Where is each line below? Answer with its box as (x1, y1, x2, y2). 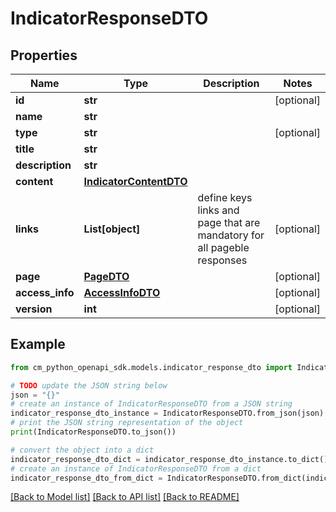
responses (197, 253, 248, 267)
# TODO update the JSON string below (10, 380, 168, 391)
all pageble (197, 241, 250, 254)
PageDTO (83, 270, 130, 283)
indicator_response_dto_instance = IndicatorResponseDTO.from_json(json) (10, 408, 325, 419)
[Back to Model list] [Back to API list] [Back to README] (10, 491, 240, 503)
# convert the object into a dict (10, 445, 155, 455)
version (15, 302, 53, 316)
